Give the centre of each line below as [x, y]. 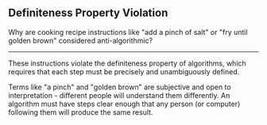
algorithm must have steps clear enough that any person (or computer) [124, 104]
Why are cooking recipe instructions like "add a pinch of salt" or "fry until [128, 32]
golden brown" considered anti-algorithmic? [81, 40]
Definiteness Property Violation [88, 13]
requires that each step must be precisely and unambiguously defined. [124, 71]
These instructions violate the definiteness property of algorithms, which [127, 63]
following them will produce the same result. [81, 112]
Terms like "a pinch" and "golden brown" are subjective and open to [120, 87]
